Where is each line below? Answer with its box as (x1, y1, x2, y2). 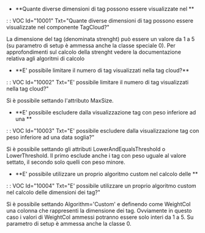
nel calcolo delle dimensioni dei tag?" (6, 189, 101, 196)
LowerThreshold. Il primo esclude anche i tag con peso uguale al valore (6, 152, 187, 159)
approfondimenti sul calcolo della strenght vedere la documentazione (6, 48, 182, 56)
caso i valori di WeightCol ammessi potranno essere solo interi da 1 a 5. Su (6, 213, 194, 221)
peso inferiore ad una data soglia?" (6, 134, 95, 141)
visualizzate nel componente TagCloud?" (6, 24, 110, 31)
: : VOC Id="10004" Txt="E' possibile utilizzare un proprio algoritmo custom (6, 182, 197, 189)
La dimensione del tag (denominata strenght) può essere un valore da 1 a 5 (6, 35, 195, 42)
